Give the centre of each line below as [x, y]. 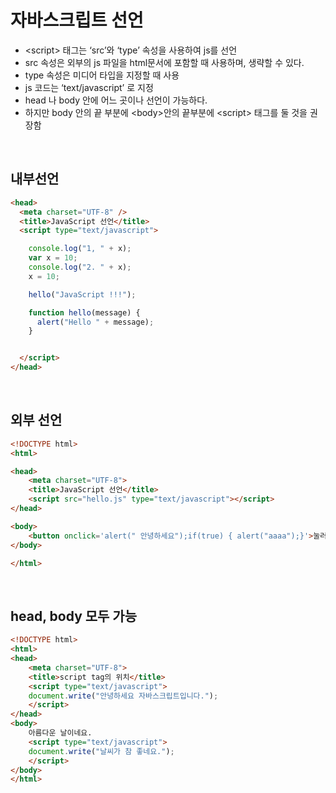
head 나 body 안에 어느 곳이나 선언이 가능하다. [116, 100]
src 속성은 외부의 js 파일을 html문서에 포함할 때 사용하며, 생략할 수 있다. [164, 62]
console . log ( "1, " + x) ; [80, 249]
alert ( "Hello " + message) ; [95, 322]
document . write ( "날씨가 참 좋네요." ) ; [101, 751]
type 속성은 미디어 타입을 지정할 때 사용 [102, 75]
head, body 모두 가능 [73, 616]
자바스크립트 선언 [77, 20]
